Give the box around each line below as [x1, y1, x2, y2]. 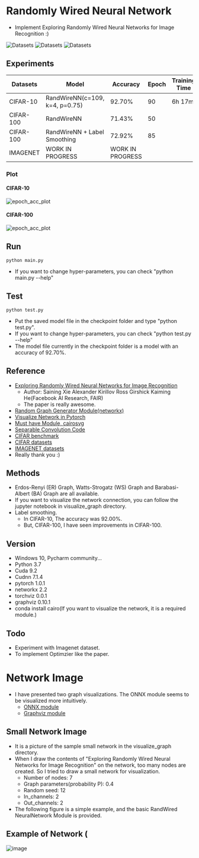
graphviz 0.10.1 [14, 598, 51, 606]
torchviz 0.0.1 [14, 593, 47, 600]
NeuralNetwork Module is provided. [14, 812, 102, 819]
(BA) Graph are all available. [31, 490, 99, 497]
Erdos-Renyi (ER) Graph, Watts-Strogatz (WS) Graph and [14, 484, 154, 491]
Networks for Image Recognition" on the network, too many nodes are [14, 761, 187, 769]
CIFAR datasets [14, 438, 52, 446]
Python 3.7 [14, 561, 41, 568]
